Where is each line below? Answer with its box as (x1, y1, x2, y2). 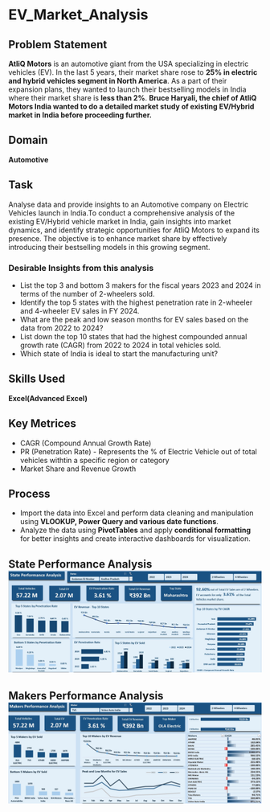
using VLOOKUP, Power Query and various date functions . (19, 517, 219, 527)
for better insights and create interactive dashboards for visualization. (19, 534, 252, 543)
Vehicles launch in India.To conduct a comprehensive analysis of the (8, 207, 235, 218)
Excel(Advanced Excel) (8, 393, 88, 403)
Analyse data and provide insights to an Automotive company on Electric (8, 199, 249, 209)
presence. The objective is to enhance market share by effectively (8, 233, 227, 243)
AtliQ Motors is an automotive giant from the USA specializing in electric (8, 59, 249, 68)
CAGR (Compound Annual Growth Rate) (19, 438, 152, 448)
